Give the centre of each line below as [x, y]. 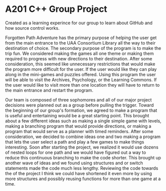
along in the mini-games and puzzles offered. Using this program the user [81, 74]
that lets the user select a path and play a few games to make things [75, 142]
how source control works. [32, 28]
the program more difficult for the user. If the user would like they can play [81, 69]
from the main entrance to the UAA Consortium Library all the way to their [81, 43]
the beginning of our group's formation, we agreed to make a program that [81, 110]
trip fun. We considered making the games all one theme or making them [80, 53]
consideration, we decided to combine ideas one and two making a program [83, 137]
